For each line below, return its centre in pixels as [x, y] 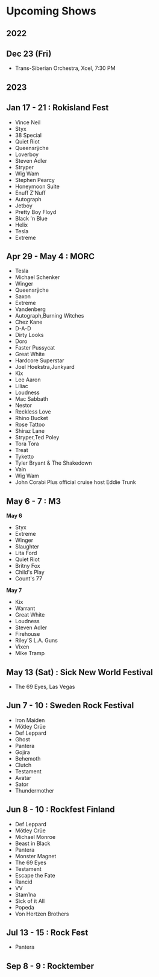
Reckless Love [33, 412]
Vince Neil [28, 122]
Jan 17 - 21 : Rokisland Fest [58, 108]
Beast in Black [33, 843]
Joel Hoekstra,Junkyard [45, 367]
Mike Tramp [30, 653]
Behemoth [28, 758]
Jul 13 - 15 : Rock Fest [47, 933]
